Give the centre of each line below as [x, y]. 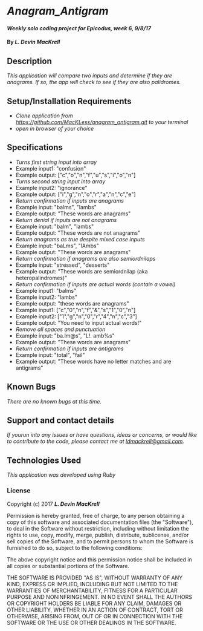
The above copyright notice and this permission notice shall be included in [99, 559]
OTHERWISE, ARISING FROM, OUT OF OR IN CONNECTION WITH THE [95, 616]
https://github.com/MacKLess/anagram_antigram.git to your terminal [102, 122]
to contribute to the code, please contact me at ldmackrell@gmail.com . [96, 441]
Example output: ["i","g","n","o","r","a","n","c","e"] [76, 194]
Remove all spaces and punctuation [60, 329]
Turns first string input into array [56, 162]
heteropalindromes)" [41, 278]
